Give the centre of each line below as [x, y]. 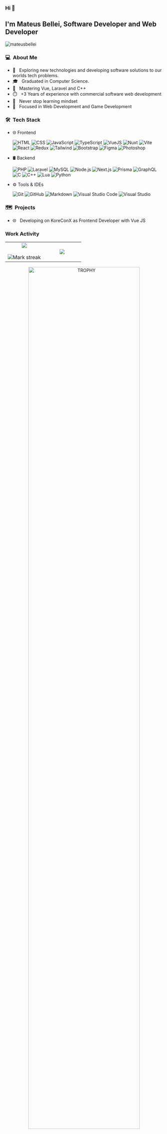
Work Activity [22, 234]
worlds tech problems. [35, 76]
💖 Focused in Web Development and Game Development [72, 107]
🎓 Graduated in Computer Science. [50, 81]
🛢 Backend [23, 158]
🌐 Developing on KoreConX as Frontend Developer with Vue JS [79, 220]
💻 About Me [21, 57]
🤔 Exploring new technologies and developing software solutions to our [87, 70]
